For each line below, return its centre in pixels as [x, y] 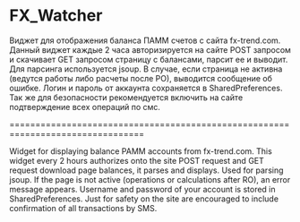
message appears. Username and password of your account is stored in [142, 189]
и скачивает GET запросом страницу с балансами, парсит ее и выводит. [149, 59]
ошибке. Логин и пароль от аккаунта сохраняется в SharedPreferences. [146, 88]
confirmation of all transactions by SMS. [83, 208]
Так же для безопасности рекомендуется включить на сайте [126, 97]
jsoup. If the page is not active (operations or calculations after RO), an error [150, 179]
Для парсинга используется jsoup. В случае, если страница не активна [146, 69]
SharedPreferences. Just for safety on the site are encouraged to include [144, 199]
